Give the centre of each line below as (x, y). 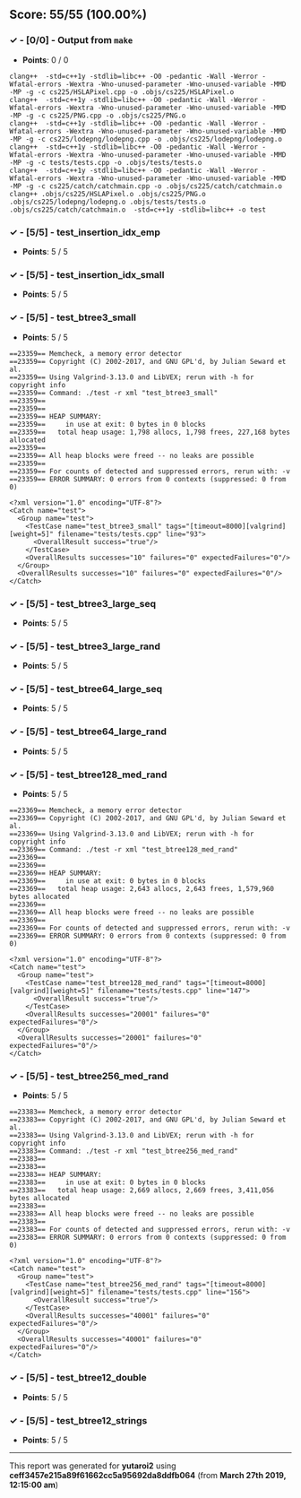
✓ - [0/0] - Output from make (71, 40)
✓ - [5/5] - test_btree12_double (78, 1378)
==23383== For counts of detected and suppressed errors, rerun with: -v (150, 1230)
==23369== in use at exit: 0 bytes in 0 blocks (107, 881)
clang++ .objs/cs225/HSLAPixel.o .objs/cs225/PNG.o (107, 194)
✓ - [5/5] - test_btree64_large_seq (86, 689)
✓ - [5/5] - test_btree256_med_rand (89, 1076)
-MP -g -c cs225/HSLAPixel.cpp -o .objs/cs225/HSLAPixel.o (122, 92)
